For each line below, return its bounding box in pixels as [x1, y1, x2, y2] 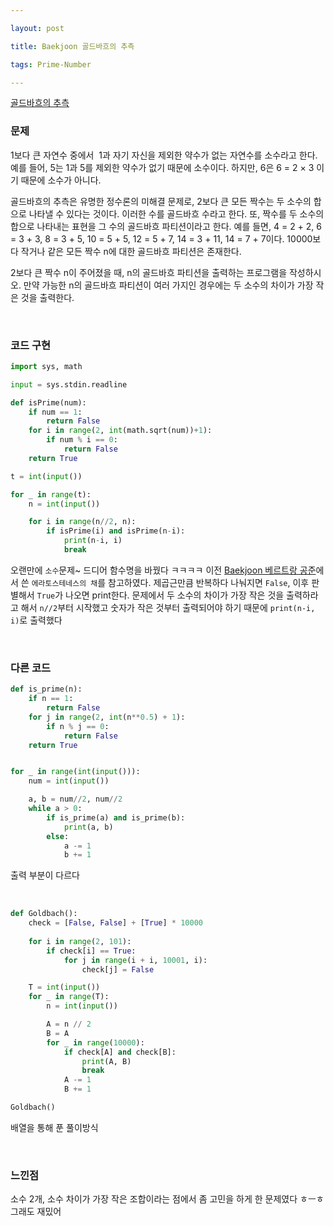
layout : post [10, 23, 65, 33]
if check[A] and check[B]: [63, 1047, 177, 1057]
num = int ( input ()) [28, 776, 110, 786]
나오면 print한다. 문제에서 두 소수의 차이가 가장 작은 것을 [65, 589, 285, 601]
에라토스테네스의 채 [31, 578, 98, 588]
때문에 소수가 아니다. [20, 174, 102, 186]
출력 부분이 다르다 [10, 869, 80, 881]
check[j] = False [81, 964, 155, 975]
